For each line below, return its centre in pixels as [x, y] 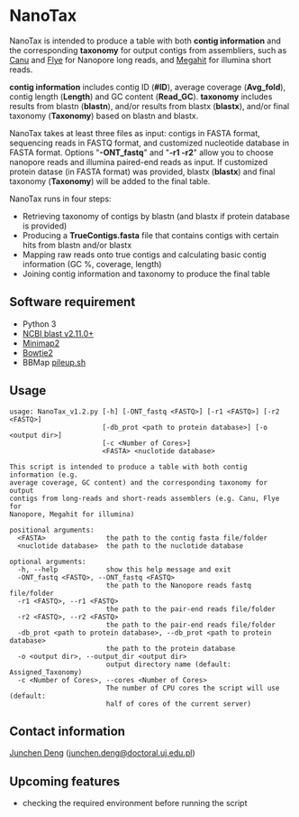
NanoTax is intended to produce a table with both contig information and [145, 41]
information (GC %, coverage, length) [92, 264]
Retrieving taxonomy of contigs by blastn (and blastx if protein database [156, 216]
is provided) [45, 226]
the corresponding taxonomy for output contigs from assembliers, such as [148, 50]
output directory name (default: [168, 664]
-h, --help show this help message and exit [124, 570]
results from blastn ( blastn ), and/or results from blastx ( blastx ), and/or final [149, 106]
